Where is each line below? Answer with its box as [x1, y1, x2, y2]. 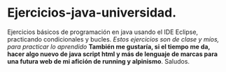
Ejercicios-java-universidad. [7, 5, 177, 21]
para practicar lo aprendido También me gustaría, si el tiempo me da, [7, 42, 211, 51]
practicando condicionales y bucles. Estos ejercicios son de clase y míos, [7, 35, 220, 43]
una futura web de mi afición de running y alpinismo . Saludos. [7, 57, 190, 65]
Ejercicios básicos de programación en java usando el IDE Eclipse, [7, 28, 198, 36]
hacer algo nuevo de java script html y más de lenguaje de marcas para [7, 50, 218, 58]
